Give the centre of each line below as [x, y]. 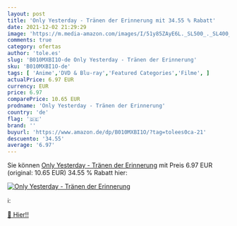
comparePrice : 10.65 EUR [44, 100]
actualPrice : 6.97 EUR [41, 79]
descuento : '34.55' [36, 138]
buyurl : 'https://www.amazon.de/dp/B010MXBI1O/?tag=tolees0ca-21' [107, 132]
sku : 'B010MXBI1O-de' [39, 66]
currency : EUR [28, 86]
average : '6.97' [31, 145]
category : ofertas [34, 47]
